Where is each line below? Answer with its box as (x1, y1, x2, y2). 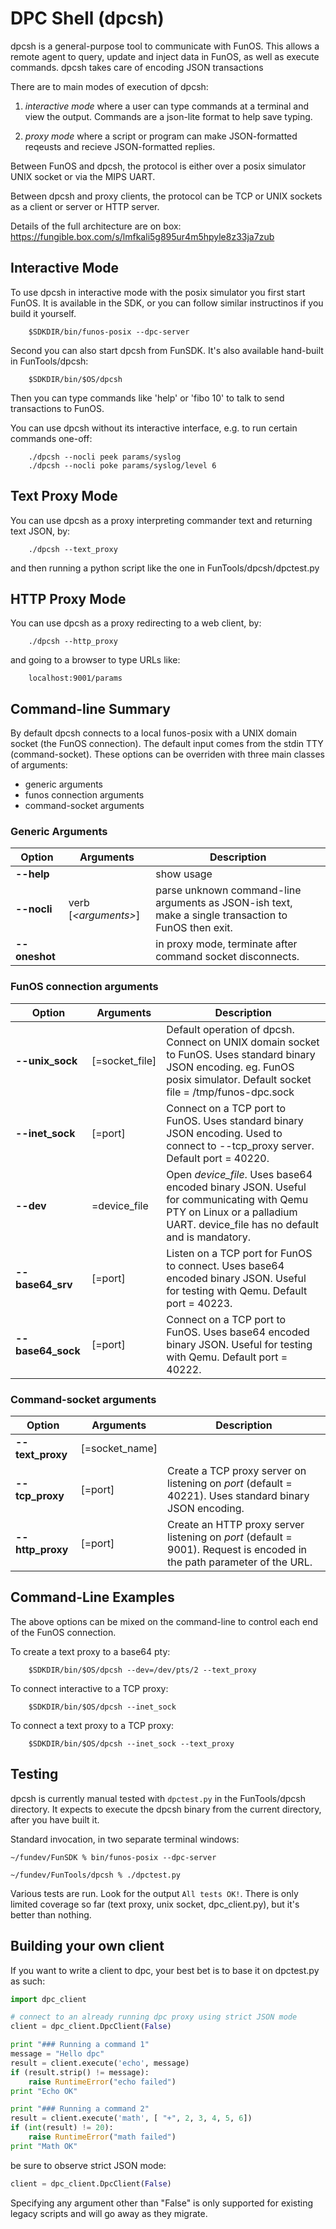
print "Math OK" (10, 2141, 78, 2151)
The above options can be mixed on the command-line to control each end (10, 1615, 319, 1627)
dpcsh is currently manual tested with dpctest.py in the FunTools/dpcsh (10, 1792, 307, 1804)
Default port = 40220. (166, 1151, 270, 1165)
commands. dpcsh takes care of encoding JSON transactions (10, 61, 264, 73)
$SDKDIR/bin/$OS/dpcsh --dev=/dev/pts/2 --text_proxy (28, 1665, 257, 1675)
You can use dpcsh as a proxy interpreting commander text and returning (10, 514, 313, 526)
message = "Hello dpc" (10, 2049, 105, 2059)
